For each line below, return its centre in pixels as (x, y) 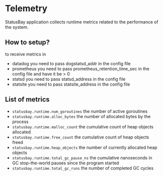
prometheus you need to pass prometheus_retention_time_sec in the (81, 69)
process (20, 122)
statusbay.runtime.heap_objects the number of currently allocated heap (84, 147)
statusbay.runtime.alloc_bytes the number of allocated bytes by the (81, 116)
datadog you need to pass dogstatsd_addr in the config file (71, 63)
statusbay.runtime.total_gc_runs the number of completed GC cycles (83, 168)
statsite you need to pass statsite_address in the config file (71, 84)
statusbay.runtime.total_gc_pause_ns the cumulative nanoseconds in (82, 158)
